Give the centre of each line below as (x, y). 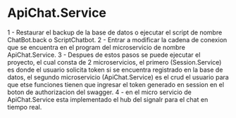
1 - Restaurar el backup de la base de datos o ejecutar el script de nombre (115, 32)
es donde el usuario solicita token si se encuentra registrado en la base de (115, 70)
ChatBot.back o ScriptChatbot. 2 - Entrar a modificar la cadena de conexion (117, 39)
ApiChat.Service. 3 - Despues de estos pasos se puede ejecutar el (104, 55)
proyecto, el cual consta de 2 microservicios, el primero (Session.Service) (114, 62)
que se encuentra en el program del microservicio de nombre (96, 47)
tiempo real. (25, 107)
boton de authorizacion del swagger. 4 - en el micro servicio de (99, 92)
